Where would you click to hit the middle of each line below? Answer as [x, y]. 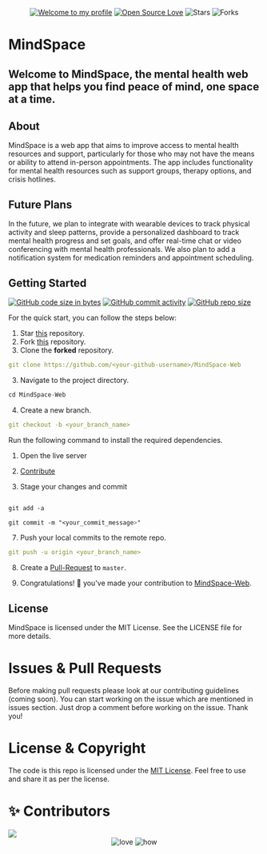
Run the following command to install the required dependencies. [116, 440]
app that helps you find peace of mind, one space [134, 87]
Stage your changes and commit [74, 486]
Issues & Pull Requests [85, 668]
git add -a [26, 508]
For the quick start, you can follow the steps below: [93, 318]
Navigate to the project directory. [74, 380]
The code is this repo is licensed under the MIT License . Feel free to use [127, 770]
